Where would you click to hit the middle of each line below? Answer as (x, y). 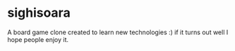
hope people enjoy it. (38, 39)
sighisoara (39, 13)
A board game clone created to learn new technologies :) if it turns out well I (118, 32)
